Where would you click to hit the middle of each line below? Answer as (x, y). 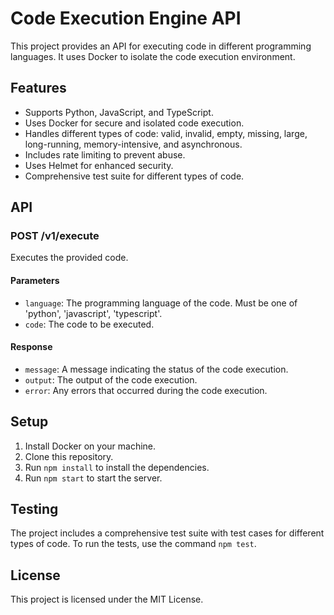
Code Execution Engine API (126, 18)
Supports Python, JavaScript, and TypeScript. (119, 112)
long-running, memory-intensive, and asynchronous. (133, 144)
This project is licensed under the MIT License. (107, 599)
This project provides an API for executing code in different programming (161, 46)
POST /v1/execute (55, 236)
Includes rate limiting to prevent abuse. (105, 154)
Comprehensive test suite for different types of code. (134, 176)
